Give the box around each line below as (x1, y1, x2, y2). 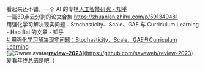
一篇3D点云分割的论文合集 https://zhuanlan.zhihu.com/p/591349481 (6, 13, 178, 20)
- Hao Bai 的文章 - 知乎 (6, 28, 64, 36)
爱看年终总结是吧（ (6, 57, 55, 64)
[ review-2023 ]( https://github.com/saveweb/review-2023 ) (6, 50, 193, 56)
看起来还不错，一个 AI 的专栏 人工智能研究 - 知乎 (6, 6, 127, 12)
